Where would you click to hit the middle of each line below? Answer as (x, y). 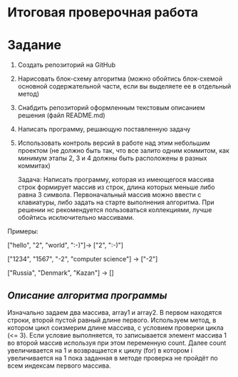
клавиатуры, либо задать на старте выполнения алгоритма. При (116, 202)
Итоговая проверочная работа (103, 12)
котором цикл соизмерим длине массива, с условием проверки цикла (116, 327)
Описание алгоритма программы (87, 295)
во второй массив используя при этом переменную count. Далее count (117, 343)
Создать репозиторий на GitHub (67, 65)
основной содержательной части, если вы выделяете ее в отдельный (124, 86)
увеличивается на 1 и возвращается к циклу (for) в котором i (100, 350)
